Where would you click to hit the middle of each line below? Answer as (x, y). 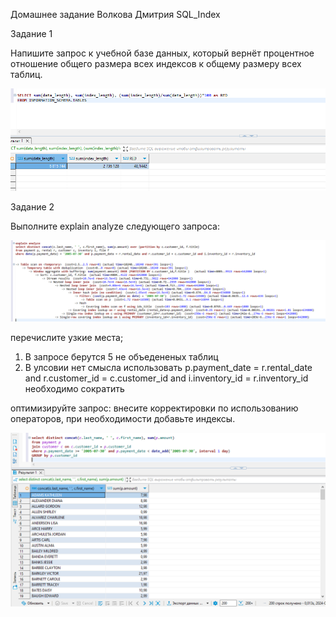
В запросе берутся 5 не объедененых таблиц (121, 356)
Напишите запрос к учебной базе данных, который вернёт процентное (162, 53)
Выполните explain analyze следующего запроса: (115, 226)
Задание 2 (32, 206)
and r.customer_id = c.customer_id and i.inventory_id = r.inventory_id (166, 378)
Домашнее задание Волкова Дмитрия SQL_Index (115, 14)
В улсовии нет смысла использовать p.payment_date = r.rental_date (168, 367)
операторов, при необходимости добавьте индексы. (123, 418)
